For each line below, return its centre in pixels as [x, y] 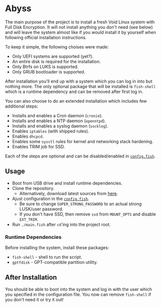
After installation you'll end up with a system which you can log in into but [79, 81]
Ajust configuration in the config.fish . [51, 199]
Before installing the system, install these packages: [57, 248]
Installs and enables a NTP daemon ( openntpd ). [59, 121]
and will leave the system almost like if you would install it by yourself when [81, 32]
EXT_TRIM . [29, 219]
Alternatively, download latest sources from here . [69, 193]
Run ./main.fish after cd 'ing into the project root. [61, 224]
